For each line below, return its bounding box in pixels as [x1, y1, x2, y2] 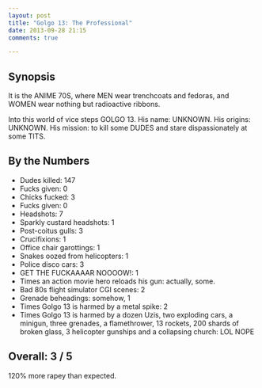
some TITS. [8, 131, 46, 141]
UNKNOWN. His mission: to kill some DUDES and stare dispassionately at [8, 124, 248, 133]
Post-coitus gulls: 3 [19, 226, 83, 235]
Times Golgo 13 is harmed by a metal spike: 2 [19, 302, 169, 311]
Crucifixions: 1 [19, 234, 66, 244]
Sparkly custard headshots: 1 [19, 217, 115, 226]
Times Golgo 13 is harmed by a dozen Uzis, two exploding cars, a [19, 310, 234, 319]
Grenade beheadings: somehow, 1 [19, 293, 131, 302]
